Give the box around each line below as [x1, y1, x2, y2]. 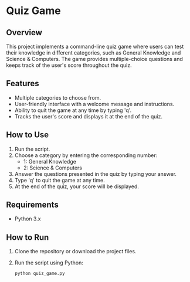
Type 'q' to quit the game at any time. [14, 176, 106, 184]
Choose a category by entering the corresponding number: [14, 151, 158, 159]
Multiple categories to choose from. [14, 94, 101, 101]
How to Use [6, 130, 49, 140]
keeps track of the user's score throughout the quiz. [6, 62, 132, 69]
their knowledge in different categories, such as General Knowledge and [6, 49, 181, 56]
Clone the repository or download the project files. [14, 248, 137, 255]
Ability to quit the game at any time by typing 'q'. [14, 107, 132, 114]
